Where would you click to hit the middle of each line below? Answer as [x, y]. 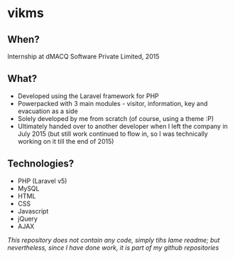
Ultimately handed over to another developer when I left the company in [123, 126]
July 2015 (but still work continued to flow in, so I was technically [113, 134]
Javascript [33, 211]
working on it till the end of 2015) [66, 141]
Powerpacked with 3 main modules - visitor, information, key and [113, 103]
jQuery [27, 218]
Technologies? [41, 164]
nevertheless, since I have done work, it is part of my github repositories [113, 248]
